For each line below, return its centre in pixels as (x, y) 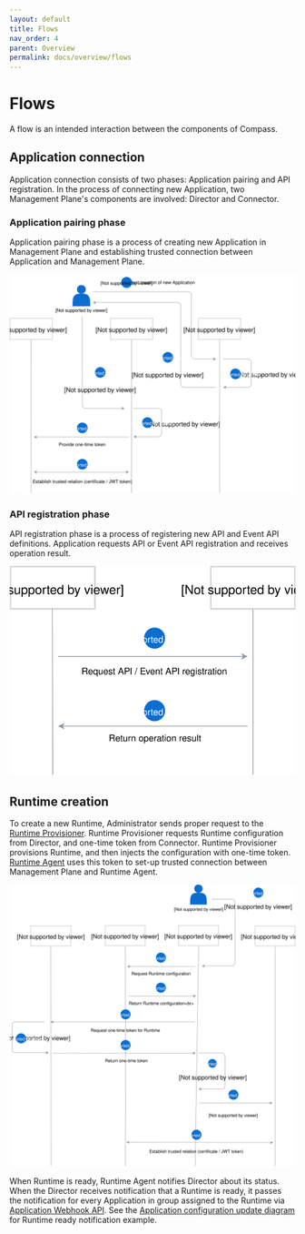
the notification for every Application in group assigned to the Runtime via (147, 1200)
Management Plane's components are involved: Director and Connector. (144, 198)
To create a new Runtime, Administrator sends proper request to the (137, 824)
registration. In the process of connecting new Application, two (127, 189)
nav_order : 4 (34, 38)
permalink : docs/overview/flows (70, 58)
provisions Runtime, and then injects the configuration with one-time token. (150, 853)
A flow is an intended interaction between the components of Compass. (144, 129)
